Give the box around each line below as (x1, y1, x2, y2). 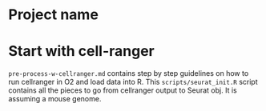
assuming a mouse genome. (8, 94, 102, 104)
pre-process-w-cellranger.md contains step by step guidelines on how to (8, 69, 249, 78)
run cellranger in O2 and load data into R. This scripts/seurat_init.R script (8, 77, 258, 87)
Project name (8, 6, 99, 24)
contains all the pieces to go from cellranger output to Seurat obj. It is (8, 85, 238, 95)
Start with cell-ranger (8, 42, 155, 61)
